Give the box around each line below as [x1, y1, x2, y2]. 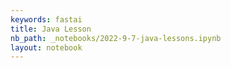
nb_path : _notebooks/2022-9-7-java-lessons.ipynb [10, 33, 222, 43]
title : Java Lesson [10, 24, 92, 34]
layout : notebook [10, 42, 83, 53]
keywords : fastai [10, 14, 83, 25]
